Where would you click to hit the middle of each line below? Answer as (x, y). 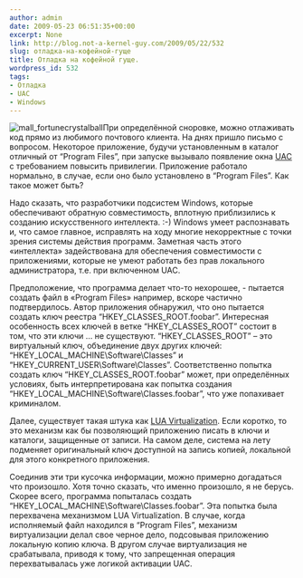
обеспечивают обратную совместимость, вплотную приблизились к (142, 213)
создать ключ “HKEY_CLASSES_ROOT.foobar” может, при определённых (149, 375)
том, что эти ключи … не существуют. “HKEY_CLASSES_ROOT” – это (141, 336)
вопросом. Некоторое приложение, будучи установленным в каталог (144, 147)
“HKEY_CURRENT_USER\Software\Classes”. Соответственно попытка (141, 365)
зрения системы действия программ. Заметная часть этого (126, 242)
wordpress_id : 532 (44, 69)
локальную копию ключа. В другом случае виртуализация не (128, 544)
